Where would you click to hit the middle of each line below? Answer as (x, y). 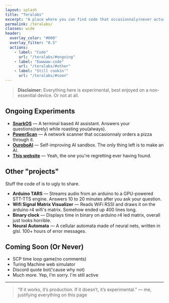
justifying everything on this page (52, 295)
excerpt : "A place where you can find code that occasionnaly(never (78, 19)
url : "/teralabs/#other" (45, 66)
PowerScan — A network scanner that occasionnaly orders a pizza (82, 134)
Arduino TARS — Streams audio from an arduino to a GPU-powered (83, 193)
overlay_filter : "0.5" (33, 43)
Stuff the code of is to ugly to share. (43, 184)
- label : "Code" (31, 52)
